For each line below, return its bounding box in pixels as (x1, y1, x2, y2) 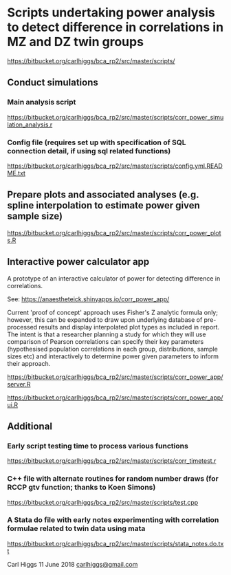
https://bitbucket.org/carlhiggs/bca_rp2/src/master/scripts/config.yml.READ (7, 162, 223, 170)
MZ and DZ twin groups (7, 34, 144, 50)
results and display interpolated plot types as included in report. (38, 323, 220, 331)
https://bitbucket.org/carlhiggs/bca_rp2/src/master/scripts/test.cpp (7, 498, 199, 506)
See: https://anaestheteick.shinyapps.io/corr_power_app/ (7, 294, 170, 303)
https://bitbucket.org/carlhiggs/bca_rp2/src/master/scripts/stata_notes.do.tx (7, 539, 224, 547)
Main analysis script (7, 98, 76, 107)
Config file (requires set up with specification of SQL (7, 138, 187, 147)
